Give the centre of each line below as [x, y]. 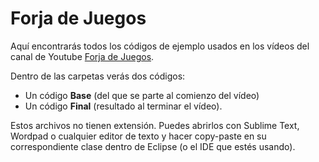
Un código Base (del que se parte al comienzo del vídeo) [142, 95]
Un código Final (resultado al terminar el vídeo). [123, 106]
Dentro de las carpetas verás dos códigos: [98, 76]
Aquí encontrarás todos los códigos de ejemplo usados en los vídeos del [160, 46]
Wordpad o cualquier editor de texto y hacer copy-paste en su [138, 136]
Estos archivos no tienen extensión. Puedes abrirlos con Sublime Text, [155, 125]
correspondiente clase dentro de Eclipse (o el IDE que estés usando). [153, 146]
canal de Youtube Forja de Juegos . [82, 56]
